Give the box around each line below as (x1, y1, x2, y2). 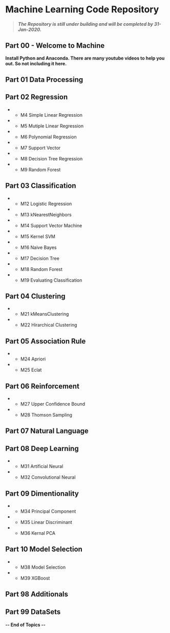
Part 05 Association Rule (5, 337, 86, 346)
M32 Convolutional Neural (20, 474, 76, 480)
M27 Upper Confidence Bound (20, 401, 86, 407)
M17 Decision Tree (20, 255, 60, 261)
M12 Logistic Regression (20, 201, 72, 207)
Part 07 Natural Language (5, 427, 89, 436)
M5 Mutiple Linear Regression (20, 122, 83, 129)
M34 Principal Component (20, 508, 76, 515)
